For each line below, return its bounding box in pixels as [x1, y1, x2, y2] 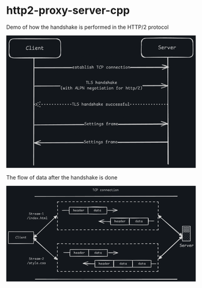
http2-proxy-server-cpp [6, 4, 130, 17]
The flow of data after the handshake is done [6, 174, 118, 181]
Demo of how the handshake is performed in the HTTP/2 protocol [6, 23, 169, 31]
